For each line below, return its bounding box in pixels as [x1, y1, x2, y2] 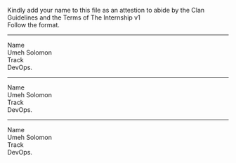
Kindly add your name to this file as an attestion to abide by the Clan [7, 6, 205, 14]
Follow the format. [7, 21, 60, 29]
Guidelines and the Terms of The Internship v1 [7, 13, 140, 22]
